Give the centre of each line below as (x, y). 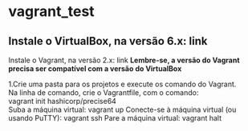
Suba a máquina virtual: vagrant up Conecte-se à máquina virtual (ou (122, 109)
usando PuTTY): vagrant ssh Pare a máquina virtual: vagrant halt (115, 118)
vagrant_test (51, 12)
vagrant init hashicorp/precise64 (62, 101)
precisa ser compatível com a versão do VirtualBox (95, 69)
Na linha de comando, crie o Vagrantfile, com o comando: (104, 93)
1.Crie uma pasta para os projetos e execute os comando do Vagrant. (122, 84)
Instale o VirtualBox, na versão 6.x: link (108, 41)
